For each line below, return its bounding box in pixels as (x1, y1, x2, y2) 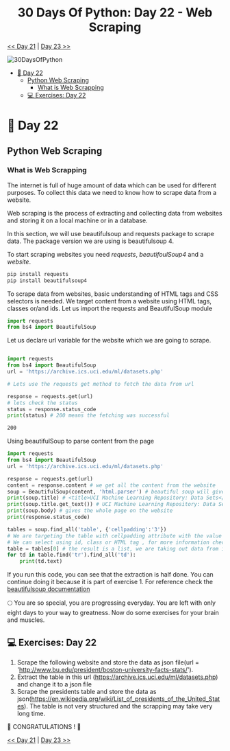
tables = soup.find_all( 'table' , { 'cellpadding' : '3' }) (7, 526, 167, 533)
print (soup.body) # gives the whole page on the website (7, 507, 173, 514)
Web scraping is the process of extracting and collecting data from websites (7, 209, 222, 217)
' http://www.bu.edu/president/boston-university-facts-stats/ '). (16, 666, 194, 673)
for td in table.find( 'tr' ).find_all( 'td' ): (7, 551, 136, 559)
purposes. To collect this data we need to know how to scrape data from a (7, 188, 217, 196)
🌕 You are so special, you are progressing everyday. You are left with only (7, 599, 216, 607)
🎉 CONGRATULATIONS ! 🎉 (7, 723, 81, 730)
